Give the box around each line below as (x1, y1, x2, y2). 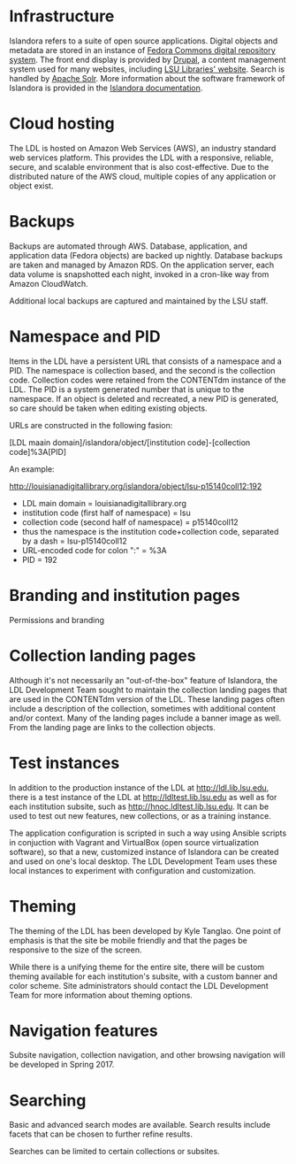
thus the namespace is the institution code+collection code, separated (21, 526, 279, 536)
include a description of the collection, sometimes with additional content (9, 703, 277, 713)
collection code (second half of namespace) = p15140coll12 (21, 516, 239, 528)
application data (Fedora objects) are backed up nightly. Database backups (9, 250, 283, 260)
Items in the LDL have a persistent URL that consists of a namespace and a (9, 356, 283, 366)
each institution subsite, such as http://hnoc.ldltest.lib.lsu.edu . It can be (9, 801, 269, 812)
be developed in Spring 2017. (9, 1060, 115, 1070)
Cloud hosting (9, 113, 115, 134)
